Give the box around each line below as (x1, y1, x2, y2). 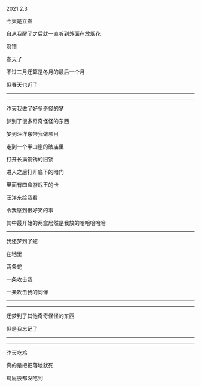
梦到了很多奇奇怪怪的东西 (6, 118, 69, 124)
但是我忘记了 (6, 325, 38, 332)
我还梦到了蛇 (6, 237, 38, 245)
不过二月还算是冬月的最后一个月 (6, 68, 85, 75)
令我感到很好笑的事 (6, 206, 54, 214)
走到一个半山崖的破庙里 (6, 143, 64, 150)
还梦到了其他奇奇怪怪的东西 (6, 312, 75, 319)
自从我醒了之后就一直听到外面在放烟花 (6, 30, 100, 37)
